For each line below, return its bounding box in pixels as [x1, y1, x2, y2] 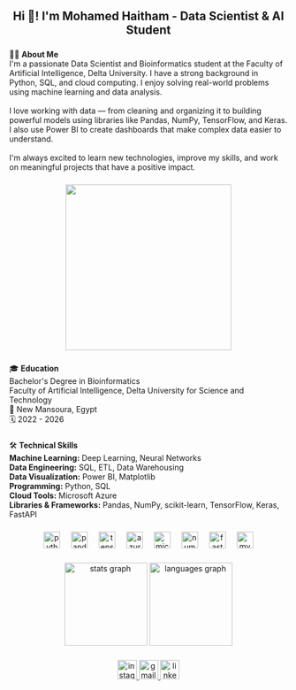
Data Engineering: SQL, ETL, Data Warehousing [9, 462, 184, 473]
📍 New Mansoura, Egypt [9, 404, 97, 415]
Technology [9, 395, 53, 405]
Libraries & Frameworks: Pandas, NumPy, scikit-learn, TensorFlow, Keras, [9, 500, 280, 510]
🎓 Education [9, 364, 59, 374]
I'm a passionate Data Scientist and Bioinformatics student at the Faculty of [9, 58, 284, 69]
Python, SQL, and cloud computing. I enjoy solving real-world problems [9, 77, 269, 88]
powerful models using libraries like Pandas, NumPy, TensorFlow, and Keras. [9, 115, 288, 126]
